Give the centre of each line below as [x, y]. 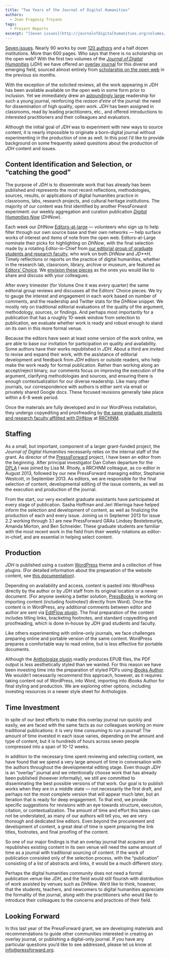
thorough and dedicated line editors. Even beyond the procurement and [80, 821]
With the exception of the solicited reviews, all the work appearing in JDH [82, 85]
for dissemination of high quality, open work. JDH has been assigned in [80, 106]
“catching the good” [38, 172]
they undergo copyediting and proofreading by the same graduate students [84, 413]
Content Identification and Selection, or [69, 165]
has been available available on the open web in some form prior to [75, 90]
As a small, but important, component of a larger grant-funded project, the [83, 446]
